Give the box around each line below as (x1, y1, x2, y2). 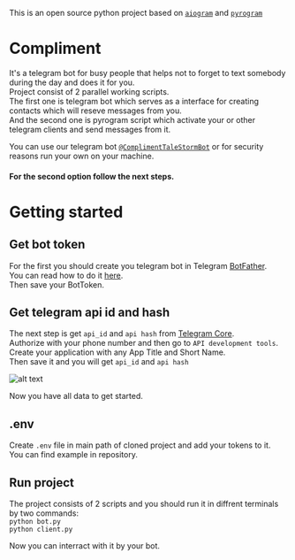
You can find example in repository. (9, 449, 139, 460)
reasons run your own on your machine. (9, 150, 155, 161)
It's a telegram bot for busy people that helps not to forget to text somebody (9, 67, 286, 78)
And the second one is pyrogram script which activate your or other (9, 114, 256, 125)
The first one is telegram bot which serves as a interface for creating (9, 96, 259, 106)
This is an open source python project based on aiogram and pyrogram (9, 8, 263, 18)
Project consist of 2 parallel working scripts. (9, 86, 170, 96)
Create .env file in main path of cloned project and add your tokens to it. (9, 440, 271, 450)
